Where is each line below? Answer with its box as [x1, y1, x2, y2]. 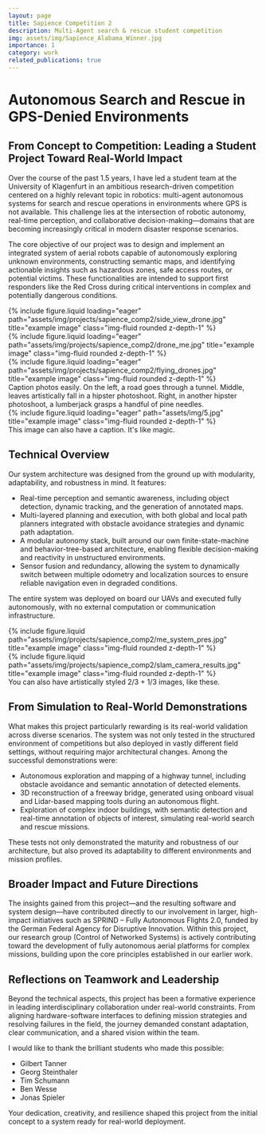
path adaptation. [19, 527, 74, 536]
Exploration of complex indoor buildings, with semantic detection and [19, 805, 248, 814]
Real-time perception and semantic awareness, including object [19, 493, 229, 503]
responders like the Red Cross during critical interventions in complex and [8, 281, 251, 292]
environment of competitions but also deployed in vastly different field [8, 738, 239, 748]
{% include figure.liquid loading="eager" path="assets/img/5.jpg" [8, 408, 224, 417]
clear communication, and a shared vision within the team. [8, 1028, 200, 1037]
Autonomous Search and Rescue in [8, 91, 245, 109]
